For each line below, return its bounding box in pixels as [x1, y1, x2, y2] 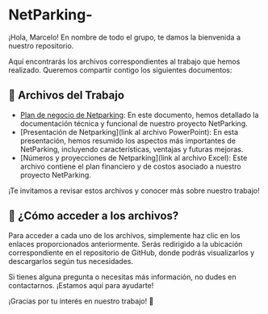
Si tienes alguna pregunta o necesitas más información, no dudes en [8, 272, 237, 282]
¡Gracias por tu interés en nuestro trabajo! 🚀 [8, 296, 154, 306]
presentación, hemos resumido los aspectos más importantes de [19, 136, 237, 145]
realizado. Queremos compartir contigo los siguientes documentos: [8, 65, 232, 74]
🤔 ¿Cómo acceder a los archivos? [8, 209, 179, 223]
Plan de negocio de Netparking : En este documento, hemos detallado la [19, 110, 259, 119]
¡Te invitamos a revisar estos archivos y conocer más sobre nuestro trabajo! [8, 186, 260, 195]
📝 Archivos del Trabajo [8, 89, 125, 103]
